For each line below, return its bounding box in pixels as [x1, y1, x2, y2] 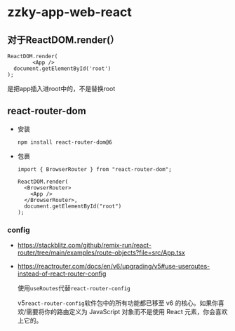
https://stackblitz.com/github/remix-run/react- [17, 241, 152, 250]
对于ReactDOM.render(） [7, 34, 120, 46]
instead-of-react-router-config [17, 269, 107, 278]
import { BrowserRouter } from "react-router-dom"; [17, 165, 172, 173]
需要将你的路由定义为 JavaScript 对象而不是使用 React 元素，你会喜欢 [25, 308, 228, 316]
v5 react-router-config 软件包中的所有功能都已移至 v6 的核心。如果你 [17, 299, 219, 307]
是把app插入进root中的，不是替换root [7, 85, 116, 93]
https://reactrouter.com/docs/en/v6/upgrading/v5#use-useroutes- [17, 262, 210, 271]
